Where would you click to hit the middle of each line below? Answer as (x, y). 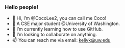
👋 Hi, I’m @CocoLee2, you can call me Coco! (59, 18)
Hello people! (22, 7)
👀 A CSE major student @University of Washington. (66, 23)
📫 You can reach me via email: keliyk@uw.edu (61, 40)
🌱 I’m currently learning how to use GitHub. (57, 29)
